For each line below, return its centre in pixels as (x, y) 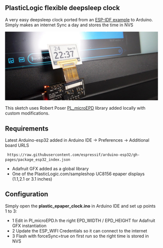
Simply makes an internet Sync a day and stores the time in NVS (69, 25)
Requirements (27, 128)
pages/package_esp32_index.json (38, 160)
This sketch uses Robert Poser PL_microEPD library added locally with (75, 108)
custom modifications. (27, 113)
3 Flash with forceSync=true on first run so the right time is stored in (80, 236)
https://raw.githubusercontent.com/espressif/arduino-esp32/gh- (73, 155)
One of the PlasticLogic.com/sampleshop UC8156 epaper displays (78, 174)
